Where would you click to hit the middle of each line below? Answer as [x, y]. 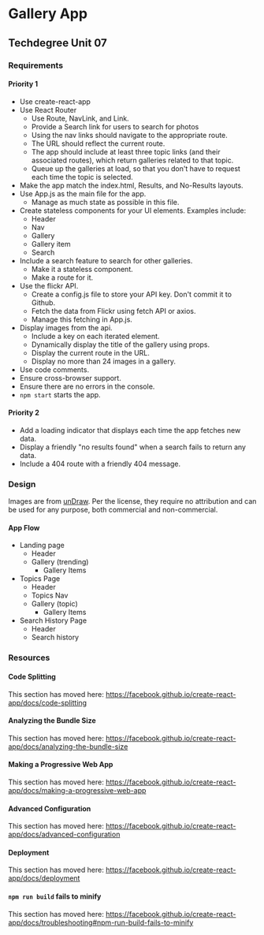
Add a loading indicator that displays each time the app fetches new [130, 430]
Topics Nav [50, 595]
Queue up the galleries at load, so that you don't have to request [136, 168]
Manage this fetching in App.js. [82, 319]
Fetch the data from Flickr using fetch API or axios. [113, 311]
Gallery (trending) [60, 562]
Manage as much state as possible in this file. [105, 202]
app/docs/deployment [44, 878]
